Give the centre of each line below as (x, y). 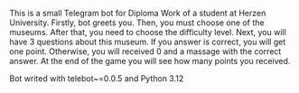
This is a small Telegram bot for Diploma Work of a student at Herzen (138, 13)
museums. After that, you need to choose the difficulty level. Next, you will (148, 32)
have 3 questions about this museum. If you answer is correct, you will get (148, 42)
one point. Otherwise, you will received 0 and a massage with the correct (145, 51)
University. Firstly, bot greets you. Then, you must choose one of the (137, 23)
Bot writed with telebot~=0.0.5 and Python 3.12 (97, 79)
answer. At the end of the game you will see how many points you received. (150, 61)
